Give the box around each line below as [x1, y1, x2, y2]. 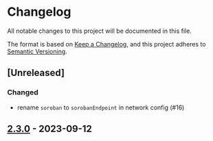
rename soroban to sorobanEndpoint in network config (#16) [16, 103, 185, 112]
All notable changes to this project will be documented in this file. [7, 27, 192, 35]
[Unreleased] [7, 67, 65, 79]
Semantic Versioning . [7, 47, 67, 55]
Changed [7, 88, 39, 97]
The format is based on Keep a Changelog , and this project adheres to [7, 40, 206, 48]
